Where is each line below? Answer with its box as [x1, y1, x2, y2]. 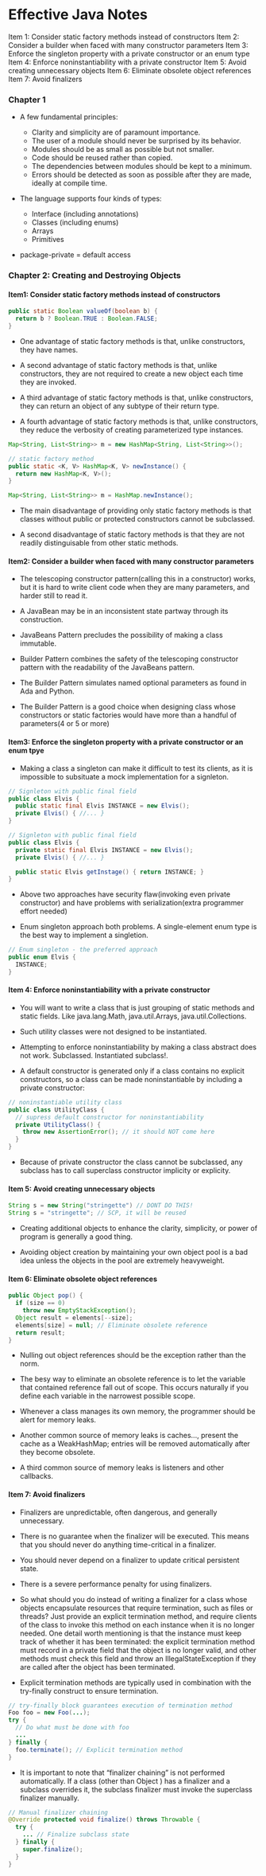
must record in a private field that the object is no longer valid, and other [19, 1645, 256, 1655]
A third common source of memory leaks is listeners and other [19, 1463, 225, 1472]
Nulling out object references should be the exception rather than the [19, 1350, 246, 1360]
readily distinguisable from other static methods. [19, 538, 179, 548]
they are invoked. [19, 377, 77, 387]
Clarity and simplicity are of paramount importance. [31, 127, 201, 137]
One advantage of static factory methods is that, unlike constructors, [19, 336, 245, 346]
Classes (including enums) [31, 217, 119, 228]
